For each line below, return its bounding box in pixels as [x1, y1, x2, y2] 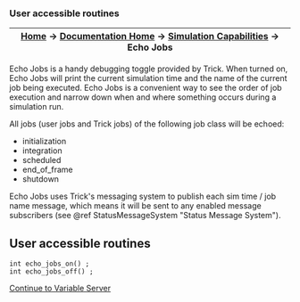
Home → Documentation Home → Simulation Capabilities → [21, 30, 279, 43]
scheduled [21, 155, 62, 166]
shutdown [21, 174, 60, 184]
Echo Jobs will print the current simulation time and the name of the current [9, 73, 287, 84]
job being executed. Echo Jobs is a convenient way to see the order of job [9, 83, 283, 94]
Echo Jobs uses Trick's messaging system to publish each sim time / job [9, 191, 277, 202]
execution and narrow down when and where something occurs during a [9, 92, 277, 102]
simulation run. [9, 102, 64, 112]
